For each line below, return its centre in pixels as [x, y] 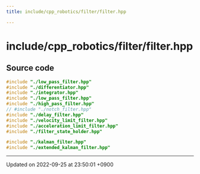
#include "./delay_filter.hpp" [45, 115]
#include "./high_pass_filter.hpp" [50, 104]
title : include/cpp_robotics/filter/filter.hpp [66, 12]
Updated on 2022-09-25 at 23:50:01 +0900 [60, 164]
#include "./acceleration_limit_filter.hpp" [62, 126]
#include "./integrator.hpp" [42, 93]
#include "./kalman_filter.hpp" [46, 142]
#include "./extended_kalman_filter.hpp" [58, 148]
